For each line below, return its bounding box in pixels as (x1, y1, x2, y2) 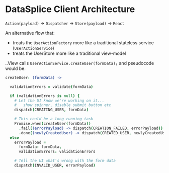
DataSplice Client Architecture (5, 4, 135, 15)
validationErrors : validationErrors (18, 149, 96, 154)
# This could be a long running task (14, 117, 94, 122)
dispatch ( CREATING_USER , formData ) (14, 107, 89, 113)
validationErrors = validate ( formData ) (10, 84, 94, 89)
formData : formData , (18, 144, 62, 149)
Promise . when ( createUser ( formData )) (14, 121, 92, 126)
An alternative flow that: (5, 30, 55, 36)
